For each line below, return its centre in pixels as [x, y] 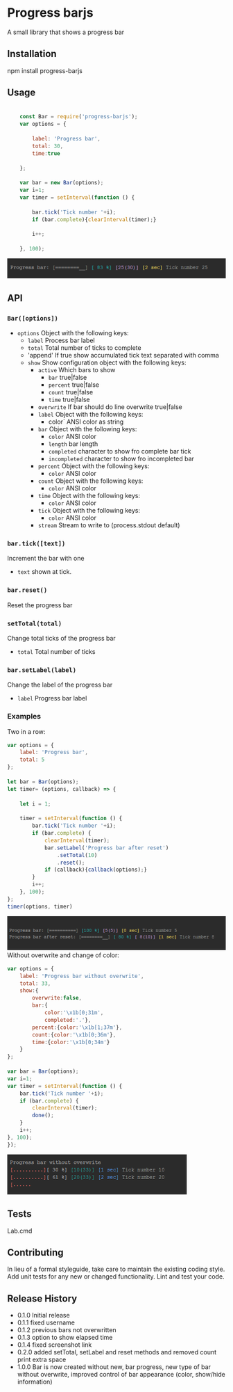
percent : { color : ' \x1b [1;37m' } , [77, 1027]
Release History [42, 1298]
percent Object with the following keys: [94, 466]
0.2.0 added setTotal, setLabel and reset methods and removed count [117, 1352]
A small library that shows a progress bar [66, 32]
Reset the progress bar [40, 605]
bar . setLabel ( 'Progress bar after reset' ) [106, 848]
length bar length [73, 444]
